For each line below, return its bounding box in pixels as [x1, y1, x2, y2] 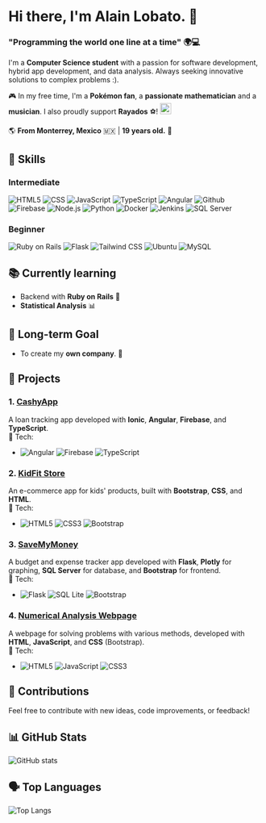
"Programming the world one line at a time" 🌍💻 [8, 36, 201, 48]
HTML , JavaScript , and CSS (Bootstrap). [8, 637, 145, 646]
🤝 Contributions [8, 685, 89, 699]
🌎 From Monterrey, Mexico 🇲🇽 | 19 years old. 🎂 [8, 126, 172, 136]
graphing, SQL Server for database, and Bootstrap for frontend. [8, 566, 222, 575]
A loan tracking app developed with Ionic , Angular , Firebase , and [8, 415, 227, 424]
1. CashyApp [8, 396, 59, 407]
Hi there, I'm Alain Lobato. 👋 [8, 7, 198, 26]
